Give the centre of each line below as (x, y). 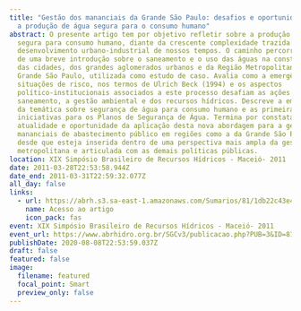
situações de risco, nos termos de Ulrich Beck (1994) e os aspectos (150, 84)
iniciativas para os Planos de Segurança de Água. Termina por (138, 117)
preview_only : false (56, 292)
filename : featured (54, 276)
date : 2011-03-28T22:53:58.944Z (69, 168)
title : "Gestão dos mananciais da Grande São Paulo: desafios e (132, 17)
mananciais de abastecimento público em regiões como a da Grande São (152, 134)
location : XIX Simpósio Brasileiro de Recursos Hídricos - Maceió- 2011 (148, 159)
